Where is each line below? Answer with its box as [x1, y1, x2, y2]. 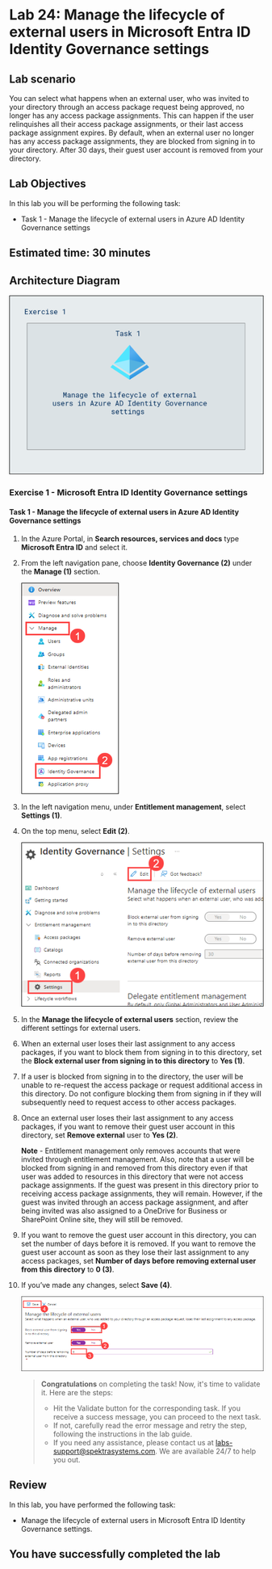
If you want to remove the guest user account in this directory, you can [20, 1230, 257, 1239]
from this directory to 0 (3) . [20, 1264, 115, 1274]
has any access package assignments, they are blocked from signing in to [9, 137, 256, 146]
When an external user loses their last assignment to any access [20, 1038, 236, 1048]
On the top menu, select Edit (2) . [20, 826, 130, 835]
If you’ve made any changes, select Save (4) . [20, 1280, 173, 1289]
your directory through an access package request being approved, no [9, 103, 245, 111]
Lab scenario [9, 72, 76, 86]
